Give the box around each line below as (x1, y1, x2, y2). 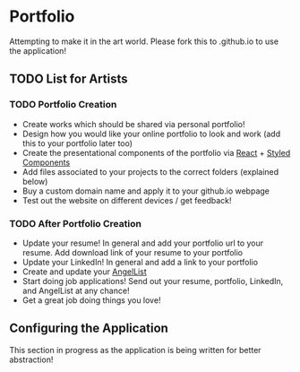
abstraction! (9, 354, 54, 365)
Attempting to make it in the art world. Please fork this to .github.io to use (9, 36, 279, 47)
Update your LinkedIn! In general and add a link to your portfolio (21, 256, 258, 267)
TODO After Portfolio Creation (9, 217, 141, 229)
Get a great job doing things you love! (21, 294, 161, 306)
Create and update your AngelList (21, 266, 148, 277)
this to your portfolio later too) (21, 137, 133, 149)
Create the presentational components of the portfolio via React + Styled (21, 147, 291, 158)
